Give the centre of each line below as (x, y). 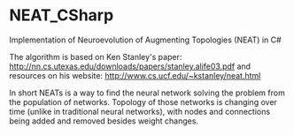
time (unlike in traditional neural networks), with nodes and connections (140, 111)
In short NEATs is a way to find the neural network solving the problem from (147, 93)
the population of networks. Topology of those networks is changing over (143, 101)
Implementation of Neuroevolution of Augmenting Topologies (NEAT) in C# (145, 40)
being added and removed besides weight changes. (104, 121)
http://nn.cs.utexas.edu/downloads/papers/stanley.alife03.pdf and (130, 66)
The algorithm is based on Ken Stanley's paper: (96, 56)
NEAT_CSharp (62, 15)
